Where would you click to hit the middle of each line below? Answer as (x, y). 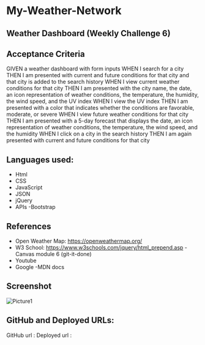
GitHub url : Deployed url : (39, 335)
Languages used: (40, 160)
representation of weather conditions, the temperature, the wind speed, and (102, 127)
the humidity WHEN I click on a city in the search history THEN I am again (99, 134)
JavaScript (29, 188)
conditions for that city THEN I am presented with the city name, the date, (99, 88)
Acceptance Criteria (46, 54)
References (29, 226)
